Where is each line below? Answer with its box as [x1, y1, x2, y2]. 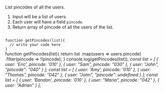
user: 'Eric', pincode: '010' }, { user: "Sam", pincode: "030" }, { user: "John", [5, 62, 159, 67]
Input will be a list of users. [12, 14, 67, 19]
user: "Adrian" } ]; [5, 82, 41, 88]
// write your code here [9, 42, 61, 47]
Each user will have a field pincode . [12, 19, 84, 25]
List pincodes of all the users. [5, 4, 65, 10]
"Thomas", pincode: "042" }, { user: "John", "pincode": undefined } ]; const [5, 72, 158, 78]
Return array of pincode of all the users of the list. [12, 24, 114, 30]
